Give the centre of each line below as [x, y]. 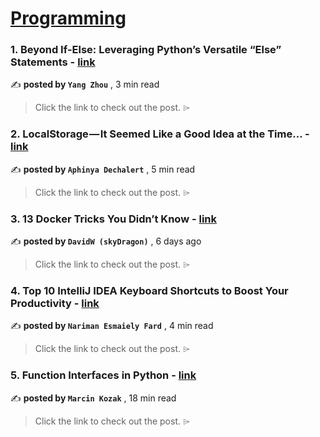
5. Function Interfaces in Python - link [103, 375]
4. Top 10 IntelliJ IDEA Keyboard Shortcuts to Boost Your [149, 290]
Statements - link [53, 62]
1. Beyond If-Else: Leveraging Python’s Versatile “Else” [146, 50]
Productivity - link [55, 303]
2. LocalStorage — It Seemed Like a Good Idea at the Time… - [160, 134]
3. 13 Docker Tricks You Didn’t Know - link [113, 219]
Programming [68, 18]
